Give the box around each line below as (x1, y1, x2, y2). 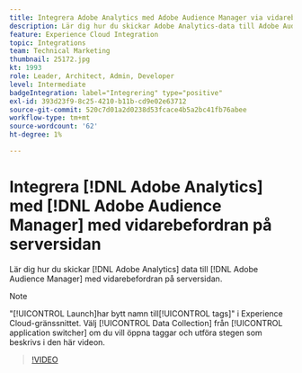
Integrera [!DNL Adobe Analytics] (9, 177, 263, 198)
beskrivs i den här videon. (9, 336, 106, 347)
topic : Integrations (9, 38, 87, 48)
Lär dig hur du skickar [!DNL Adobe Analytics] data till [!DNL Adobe (9, 263, 259, 274)
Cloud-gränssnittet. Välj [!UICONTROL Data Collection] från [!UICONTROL (9, 317, 283, 328)
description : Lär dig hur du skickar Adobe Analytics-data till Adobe (9, 22, 280, 31)
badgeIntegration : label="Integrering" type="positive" (9, 88, 223, 97)
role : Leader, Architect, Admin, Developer (9, 72, 175, 81)
